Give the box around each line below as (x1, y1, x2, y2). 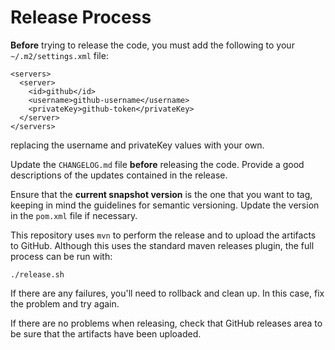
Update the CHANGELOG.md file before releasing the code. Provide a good (10, 158, 305, 170)
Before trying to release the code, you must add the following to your (10, 39, 295, 51)
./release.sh (10, 269, 65, 280)
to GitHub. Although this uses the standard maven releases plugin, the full (10, 239, 315, 251)
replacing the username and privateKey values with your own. (10, 139, 265, 151)
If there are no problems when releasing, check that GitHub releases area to (10, 317, 323, 329)
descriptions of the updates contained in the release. (10, 169, 228, 181)
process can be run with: (10, 250, 113, 262)
